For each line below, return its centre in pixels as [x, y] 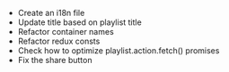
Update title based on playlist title [79, 22]
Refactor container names [66, 32]
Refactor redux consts [59, 41]
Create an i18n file [51, 13]
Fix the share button [55, 60]
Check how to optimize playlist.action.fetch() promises [119, 51]
